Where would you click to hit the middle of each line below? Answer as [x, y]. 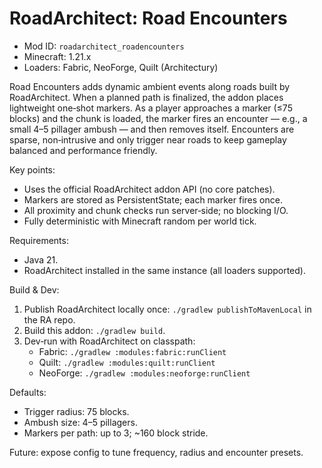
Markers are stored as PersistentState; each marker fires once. [153, 199]
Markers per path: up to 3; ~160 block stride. [116, 433]
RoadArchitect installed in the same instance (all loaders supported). [164, 270]
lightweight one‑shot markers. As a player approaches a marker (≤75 [151, 108]
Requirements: [39, 240]
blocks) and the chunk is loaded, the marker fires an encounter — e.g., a [158, 118]
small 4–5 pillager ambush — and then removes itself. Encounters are [152, 129]
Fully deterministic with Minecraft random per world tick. [140, 221]
